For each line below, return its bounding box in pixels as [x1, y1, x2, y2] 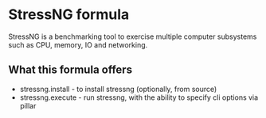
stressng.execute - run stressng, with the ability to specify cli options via [19, 93, 259, 102]
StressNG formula [8, 6, 130, 24]
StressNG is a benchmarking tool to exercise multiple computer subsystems [8, 32, 257, 41]
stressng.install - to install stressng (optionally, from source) [19, 84, 217, 93]
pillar [19, 101, 37, 110]
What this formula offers [8, 63, 133, 77]
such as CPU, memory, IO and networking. [8, 40, 148, 49]
